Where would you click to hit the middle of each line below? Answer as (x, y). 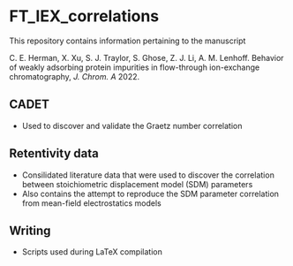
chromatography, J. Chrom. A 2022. (75, 76)
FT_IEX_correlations (84, 16)
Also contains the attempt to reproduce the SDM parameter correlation (150, 194)
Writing (30, 230)
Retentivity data (54, 153)
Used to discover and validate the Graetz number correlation (132, 125)
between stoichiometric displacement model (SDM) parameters (137, 184)
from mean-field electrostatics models (91, 203)
